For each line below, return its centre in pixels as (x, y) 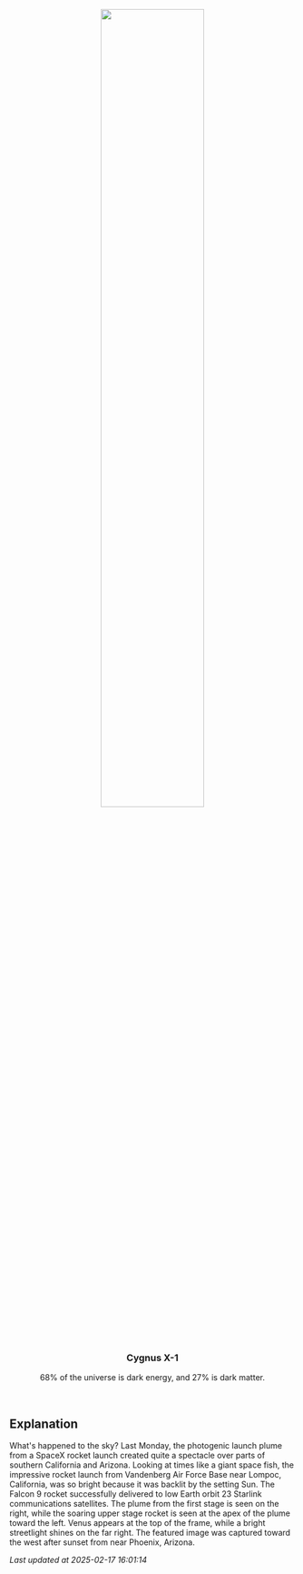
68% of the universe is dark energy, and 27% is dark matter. (152, 1378)
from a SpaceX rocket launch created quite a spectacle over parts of (137, 1456)
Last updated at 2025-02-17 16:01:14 (78, 1560)
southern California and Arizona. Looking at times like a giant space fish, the (152, 1465)
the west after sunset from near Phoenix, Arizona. (102, 1542)
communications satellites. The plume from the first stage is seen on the (144, 1504)
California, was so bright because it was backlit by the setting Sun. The (142, 1484)
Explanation (44, 1424)
